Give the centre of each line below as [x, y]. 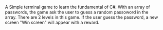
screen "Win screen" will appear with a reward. [52, 22]
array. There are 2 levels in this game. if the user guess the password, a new [81, 17]
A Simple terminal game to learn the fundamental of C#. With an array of [78, 7]
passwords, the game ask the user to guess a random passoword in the [77, 12]
